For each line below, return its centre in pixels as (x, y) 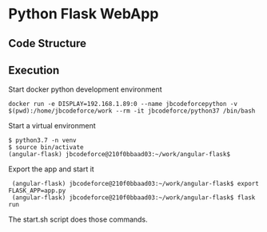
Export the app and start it (51, 169)
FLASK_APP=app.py (37, 191)
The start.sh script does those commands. (78, 219)
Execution (34, 70)
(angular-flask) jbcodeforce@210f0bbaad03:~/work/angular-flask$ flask (133, 198)
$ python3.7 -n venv (43, 140)
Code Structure (47, 43)
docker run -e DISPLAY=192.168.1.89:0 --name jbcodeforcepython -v (123, 104)
